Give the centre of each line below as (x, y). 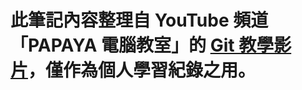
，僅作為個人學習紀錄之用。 (142, 70)
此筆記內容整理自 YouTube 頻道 (139, 20)
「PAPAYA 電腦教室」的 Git (122, 45)
